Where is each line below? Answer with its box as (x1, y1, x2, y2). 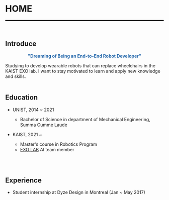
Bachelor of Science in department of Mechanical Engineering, (20, 116, 151, 122)
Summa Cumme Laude (20, 122, 68, 128)
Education (5, 93, 38, 102)
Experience (5, 176, 42, 184)
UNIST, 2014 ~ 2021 (12, 107, 54, 113)
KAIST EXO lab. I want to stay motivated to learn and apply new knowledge (5, 68, 161, 74)
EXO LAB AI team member (20, 146, 74, 152)
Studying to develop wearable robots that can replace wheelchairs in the (5, 62, 156, 68)
